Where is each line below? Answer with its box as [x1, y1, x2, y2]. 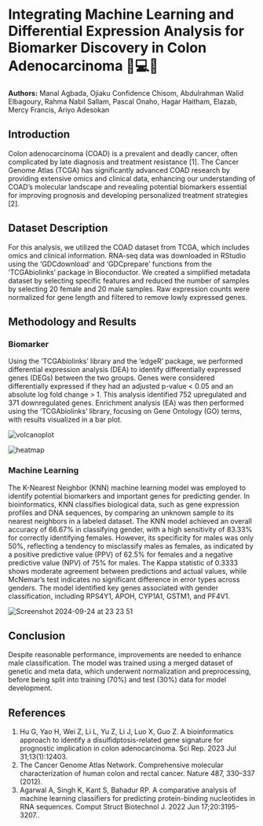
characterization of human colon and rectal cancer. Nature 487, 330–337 [19, 769, 255, 778]
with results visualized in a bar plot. [8, 415, 122, 425]
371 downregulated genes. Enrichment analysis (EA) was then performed [8, 398, 244, 408]
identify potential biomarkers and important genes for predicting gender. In [8, 491, 250, 500]
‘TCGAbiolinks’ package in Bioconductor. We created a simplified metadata [8, 267, 251, 276]
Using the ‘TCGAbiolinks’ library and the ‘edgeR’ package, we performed [8, 356, 243, 366]
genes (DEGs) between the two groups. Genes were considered [8, 373, 215, 382]
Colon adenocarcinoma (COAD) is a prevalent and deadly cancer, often [8, 148, 238, 158]
